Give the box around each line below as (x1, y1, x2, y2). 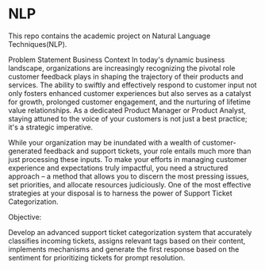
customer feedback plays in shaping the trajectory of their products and (8, 71, 244, 81)
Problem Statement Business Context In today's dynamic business (8, 55, 225, 64)
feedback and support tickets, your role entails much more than (43, 146, 252, 156)
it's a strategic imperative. (8, 122, 94, 132)
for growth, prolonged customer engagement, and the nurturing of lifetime (8, 97, 252, 106)
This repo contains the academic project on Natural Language (8, 31, 211, 40)
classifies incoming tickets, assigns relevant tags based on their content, (8, 236, 246, 245)
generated (8, 146, 42, 156)
